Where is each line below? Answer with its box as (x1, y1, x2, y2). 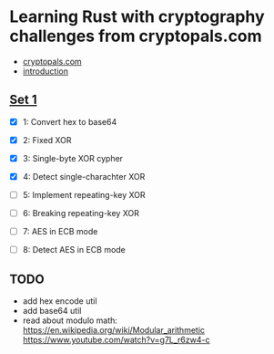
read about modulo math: (22, 315, 118, 326)
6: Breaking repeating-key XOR (22, 208, 139, 219)
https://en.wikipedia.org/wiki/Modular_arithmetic (22, 325, 206, 336)
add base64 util (22, 306, 82, 317)
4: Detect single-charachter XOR (22, 171, 146, 182)
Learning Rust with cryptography (9, 6, 265, 27)
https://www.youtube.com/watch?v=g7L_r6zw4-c (22, 335, 210, 346)
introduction (22, 66, 68, 77)
